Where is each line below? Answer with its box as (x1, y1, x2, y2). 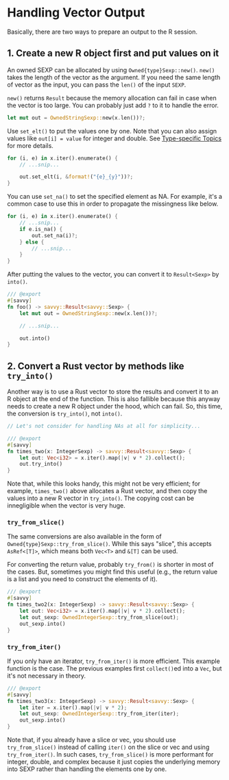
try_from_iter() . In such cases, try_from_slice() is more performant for (7, 750, 214, 759)
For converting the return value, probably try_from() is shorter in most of (7, 561, 214, 569)
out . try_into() (19, 461, 63, 468)
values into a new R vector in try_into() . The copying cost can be (7, 494, 194, 503)
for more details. (7, 141, 53, 149)
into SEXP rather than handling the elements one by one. (7, 765, 167, 773)
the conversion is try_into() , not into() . (7, 409, 123, 418)
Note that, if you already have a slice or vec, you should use (7, 736, 176, 744)
